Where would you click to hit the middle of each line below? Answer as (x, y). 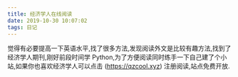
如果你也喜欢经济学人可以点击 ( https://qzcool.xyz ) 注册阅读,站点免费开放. (123, 66)
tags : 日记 (22, 27)
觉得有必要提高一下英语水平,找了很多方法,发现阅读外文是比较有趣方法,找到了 (119, 48)
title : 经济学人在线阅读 (40, 14)
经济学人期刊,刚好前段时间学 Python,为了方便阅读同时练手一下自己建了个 (114, 57)
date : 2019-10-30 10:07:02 (47, 21)
